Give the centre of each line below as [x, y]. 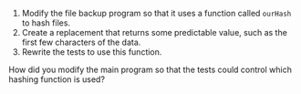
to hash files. [46, 23]
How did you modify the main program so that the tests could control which [150, 69]
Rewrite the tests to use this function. [92, 52]
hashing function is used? [57, 79]
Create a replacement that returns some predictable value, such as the [155, 32]
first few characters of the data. [81, 42]
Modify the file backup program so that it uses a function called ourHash [156, 13]
